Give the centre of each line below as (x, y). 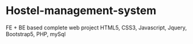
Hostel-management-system (81, 11)
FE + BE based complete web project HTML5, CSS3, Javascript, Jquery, (96, 28)
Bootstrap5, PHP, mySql (36, 34)
